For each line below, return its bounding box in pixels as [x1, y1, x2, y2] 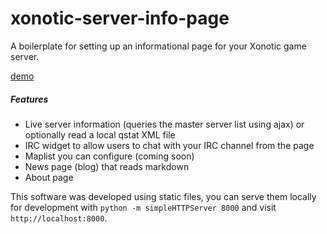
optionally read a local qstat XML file [24, 128, 176, 141]
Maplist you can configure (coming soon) [24, 150, 195, 162]
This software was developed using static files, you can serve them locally [10, 190, 317, 202]
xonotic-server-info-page [10, 7, 230, 30]
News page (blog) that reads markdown [24, 160, 190, 172]
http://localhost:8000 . [10, 212, 108, 224]
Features [10, 93, 49, 105]
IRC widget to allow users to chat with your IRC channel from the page [24, 139, 315, 151]
